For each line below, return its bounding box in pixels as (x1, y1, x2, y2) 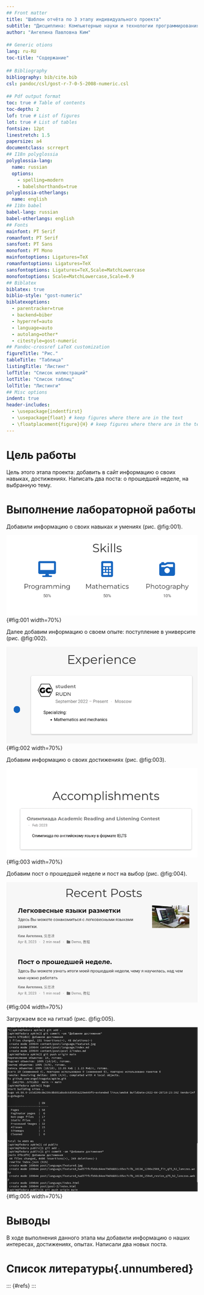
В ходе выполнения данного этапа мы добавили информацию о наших (6, 1234, 190, 1241)
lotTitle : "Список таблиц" (6, 376, 75, 382)
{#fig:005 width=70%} (6, 1192, 63, 1200)
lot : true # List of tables (6, 119, 78, 125)
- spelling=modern (17, 177, 64, 183)
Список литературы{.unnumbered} (6, 1262, 194, 1275)
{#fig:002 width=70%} (6, 744, 63, 752)
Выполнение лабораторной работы (6, 503, 196, 516)
